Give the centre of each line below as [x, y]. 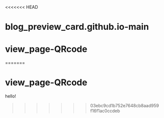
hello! [11, 96]
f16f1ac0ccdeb [105, 111]
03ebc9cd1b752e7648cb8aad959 [125, 106]
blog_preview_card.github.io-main [77, 27]
